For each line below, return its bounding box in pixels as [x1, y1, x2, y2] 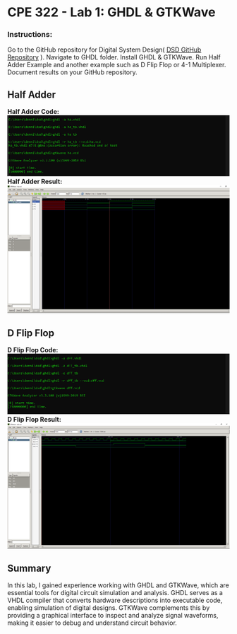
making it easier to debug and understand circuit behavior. [7, 618, 178, 627]
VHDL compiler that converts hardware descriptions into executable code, [7, 596, 223, 605]
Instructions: [7, 30, 53, 40]
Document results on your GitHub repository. [7, 68, 138, 76]
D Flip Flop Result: [7, 415, 61, 424]
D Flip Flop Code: [7, 346, 59, 355]
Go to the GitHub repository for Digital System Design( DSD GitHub [7, 45, 202, 54]
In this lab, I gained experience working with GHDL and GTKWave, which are [7, 581, 229, 589]
